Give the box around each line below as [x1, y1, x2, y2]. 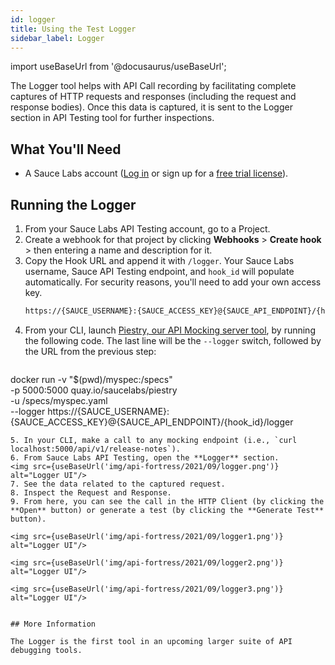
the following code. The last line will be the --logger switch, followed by [24, 334, 322, 346]
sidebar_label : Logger [10, 33, 105, 43]
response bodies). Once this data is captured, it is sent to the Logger [10, 101, 293, 113]
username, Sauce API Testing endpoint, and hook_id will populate [24, 266, 295, 277]
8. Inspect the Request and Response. [10, 487, 172, 498]
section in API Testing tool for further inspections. [10, 112, 215, 124]
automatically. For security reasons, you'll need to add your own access [24, 276, 322, 288]
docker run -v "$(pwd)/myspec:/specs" [10, 373, 173, 385]
